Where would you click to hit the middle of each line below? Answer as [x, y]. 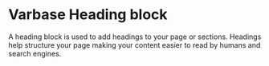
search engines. [35, 53]
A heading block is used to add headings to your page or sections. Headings [135, 37]
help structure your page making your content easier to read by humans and [134, 45]
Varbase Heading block [88, 15]
